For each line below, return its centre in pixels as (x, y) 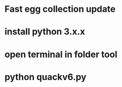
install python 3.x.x (45, 32)
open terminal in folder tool (61, 54)
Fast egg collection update (60, 9)
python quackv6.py (46, 77)
